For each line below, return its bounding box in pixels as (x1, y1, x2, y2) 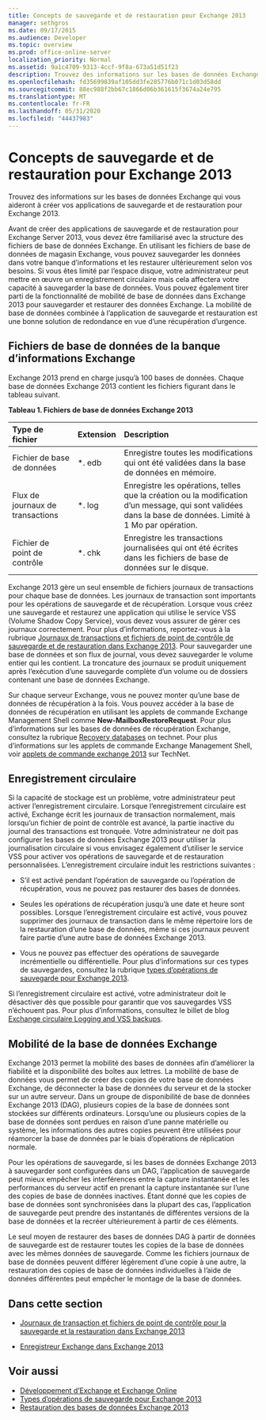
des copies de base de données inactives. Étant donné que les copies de (8, 1191, 247, 1201)
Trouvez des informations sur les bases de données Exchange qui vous (8, 192, 241, 201)
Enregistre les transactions (123, 532, 223, 543)
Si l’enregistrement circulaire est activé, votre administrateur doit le (8, 989, 226, 999)
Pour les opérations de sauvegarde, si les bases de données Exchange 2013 (8, 1158, 257, 1167)
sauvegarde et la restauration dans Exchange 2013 (19, 1327, 185, 1336)
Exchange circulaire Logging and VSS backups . (8, 1015, 163, 1024)
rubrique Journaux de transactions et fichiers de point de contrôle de (8, 633, 234, 642)
